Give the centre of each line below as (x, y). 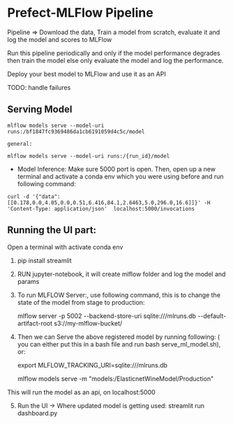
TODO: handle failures (39, 87)
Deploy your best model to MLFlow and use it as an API (87, 74)
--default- (212, 316)
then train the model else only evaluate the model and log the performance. (115, 60)
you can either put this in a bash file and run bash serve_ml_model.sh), (119, 344)
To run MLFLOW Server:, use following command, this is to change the (119, 295)
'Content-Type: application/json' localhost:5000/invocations (101, 209)
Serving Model (40, 109)
